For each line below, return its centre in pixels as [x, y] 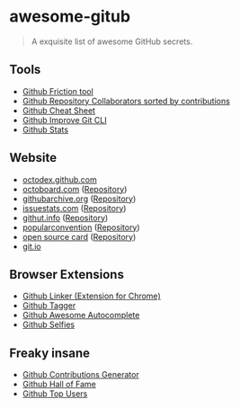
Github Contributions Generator [80, 375]
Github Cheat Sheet [59, 111]
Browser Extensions [67, 275]
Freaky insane [50, 353]
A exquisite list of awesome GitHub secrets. [112, 41]
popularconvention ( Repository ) [81, 227]
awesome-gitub [70, 17]
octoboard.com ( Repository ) [75, 189]
